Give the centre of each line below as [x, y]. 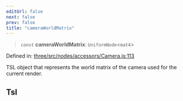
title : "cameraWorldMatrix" [40, 28]
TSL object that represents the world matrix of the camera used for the [91, 68]
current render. [24, 73]
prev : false [21, 22]
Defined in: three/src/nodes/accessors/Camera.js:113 [70, 56]
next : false [21, 17]
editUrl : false [25, 11]
